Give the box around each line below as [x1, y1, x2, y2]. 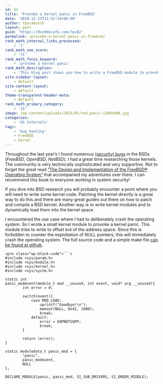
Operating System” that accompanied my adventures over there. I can [5, 172, 145, 177]
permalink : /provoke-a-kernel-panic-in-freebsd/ [5, 34, 105, 39]
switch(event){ [22, 294, 53, 299]
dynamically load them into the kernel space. [5, 207, 95, 212]
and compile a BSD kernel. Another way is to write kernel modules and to [5, 202, 151, 208]
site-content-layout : [5, 83, 49, 89]
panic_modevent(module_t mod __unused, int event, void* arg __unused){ [5, 281, 155, 286]
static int [5, 277, 27, 282]
